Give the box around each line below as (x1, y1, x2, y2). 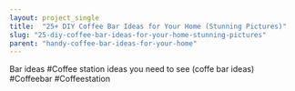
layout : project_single (9, 13, 100, 23)
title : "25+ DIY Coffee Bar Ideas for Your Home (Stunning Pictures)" (9, 22, 287, 31)
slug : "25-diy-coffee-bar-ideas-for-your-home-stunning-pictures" (9, 30, 267, 39)
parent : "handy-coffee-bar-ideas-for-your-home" (9, 38, 198, 48)
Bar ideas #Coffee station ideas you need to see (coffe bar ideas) (9, 64, 255, 75)
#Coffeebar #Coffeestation (9, 74, 111, 85)
